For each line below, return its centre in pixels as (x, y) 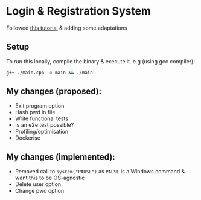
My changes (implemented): (61, 157)
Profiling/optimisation (41, 132)
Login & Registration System (79, 11)
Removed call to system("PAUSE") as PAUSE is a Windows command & (100, 172)
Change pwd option (40, 191)
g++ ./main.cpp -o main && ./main (50, 73)
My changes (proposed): (54, 92)
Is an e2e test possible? (44, 125)
